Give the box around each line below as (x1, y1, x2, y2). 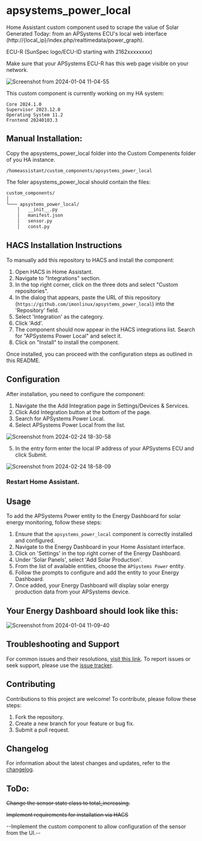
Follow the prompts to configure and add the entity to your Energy (14, 569, 180, 577)
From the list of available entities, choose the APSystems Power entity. (14, 563, 185, 570)
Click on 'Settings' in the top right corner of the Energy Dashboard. (14, 550, 181, 557)
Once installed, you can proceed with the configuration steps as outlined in (6, 350, 193, 357)
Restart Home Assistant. (6, 478, 80, 486)
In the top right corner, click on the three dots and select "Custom (14, 281, 178, 288)
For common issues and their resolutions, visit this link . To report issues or (6, 655, 191, 662)
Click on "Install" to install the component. (14, 339, 119, 346)
